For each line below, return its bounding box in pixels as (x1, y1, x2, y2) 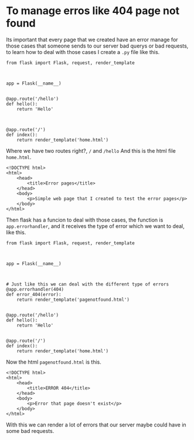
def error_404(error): (6, 291, 62, 297)
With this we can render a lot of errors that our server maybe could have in (6, 421, 186, 428)
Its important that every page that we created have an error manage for (6, 36, 178, 43)
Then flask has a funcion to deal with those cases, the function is (6, 216, 164, 223)
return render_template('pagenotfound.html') (16, 297, 130, 303)
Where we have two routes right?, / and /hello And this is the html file (6, 147, 176, 154)
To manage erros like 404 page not (6, 4, 180, 18)
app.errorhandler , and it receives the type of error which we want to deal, (6, 222, 185, 230)
